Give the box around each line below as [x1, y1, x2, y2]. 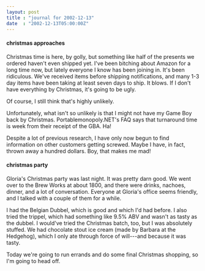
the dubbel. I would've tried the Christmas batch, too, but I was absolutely [6, 219, 193, 227]
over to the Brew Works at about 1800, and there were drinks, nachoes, [6, 181, 186, 189]
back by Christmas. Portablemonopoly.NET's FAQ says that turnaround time [6, 116, 198, 123]
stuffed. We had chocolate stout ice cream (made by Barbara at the [6, 226, 176, 233]
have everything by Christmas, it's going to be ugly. [6, 85, 136, 93]
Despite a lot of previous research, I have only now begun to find [6, 134, 170, 142]
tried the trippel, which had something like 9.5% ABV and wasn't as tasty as [6, 213, 198, 220]
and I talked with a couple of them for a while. [6, 194, 122, 202]
